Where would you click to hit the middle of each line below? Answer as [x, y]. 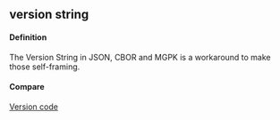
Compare [27, 87]
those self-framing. [45, 67]
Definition [28, 37]
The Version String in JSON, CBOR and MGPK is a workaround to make [140, 57]
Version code [34, 107]
